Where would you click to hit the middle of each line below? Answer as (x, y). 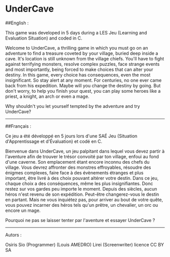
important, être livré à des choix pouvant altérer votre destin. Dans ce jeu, (82, 178)
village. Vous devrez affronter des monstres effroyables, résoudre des (78, 167)
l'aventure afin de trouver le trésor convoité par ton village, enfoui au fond (82, 156)
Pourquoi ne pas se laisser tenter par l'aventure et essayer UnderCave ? (80, 220)
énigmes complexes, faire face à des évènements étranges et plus (74, 172)
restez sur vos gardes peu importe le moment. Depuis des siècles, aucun (81, 189)
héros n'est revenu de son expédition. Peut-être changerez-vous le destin (82, 194)
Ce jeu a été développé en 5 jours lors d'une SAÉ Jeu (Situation (71, 136)
